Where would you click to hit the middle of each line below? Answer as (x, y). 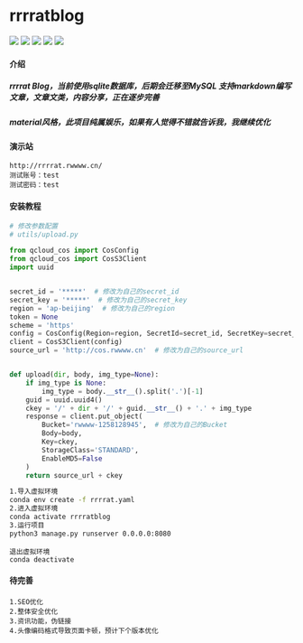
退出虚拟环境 (30, 552)
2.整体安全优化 (34, 611)
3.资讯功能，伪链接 (41, 621)
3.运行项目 (27, 525)
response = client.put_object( (84, 416)
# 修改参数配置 (34, 226)
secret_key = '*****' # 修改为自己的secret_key (98, 300)
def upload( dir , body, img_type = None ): (84, 375)
